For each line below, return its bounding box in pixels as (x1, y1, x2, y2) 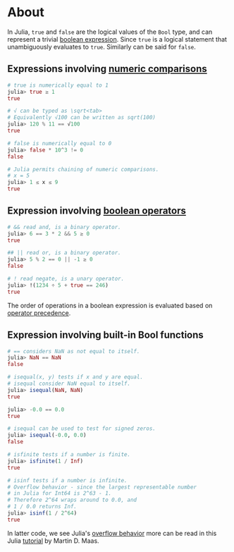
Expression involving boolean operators (7, 205, 187, 217)
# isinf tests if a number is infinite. (7, 477, 128, 484)
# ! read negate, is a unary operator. (7, 276, 125, 283)
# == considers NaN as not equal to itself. (7, 348, 140, 355)
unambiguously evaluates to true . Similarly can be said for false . (7, 42, 196, 51)
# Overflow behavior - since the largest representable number (7, 484, 197, 491)
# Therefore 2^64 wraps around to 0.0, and (7, 496, 137, 504)
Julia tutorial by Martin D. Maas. (7, 536, 100, 545)
